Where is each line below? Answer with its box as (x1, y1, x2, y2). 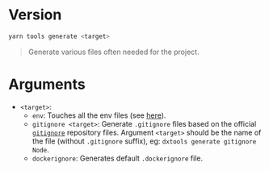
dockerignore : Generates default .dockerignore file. (32, 153, 204, 163)
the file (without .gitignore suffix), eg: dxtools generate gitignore (32, 136, 257, 146)
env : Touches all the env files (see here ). (32, 111, 166, 120)
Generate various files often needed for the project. (27, 47, 200, 56)
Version (8, 6, 62, 24)
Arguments (8, 75, 86, 94)
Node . (32, 144, 50, 154)
